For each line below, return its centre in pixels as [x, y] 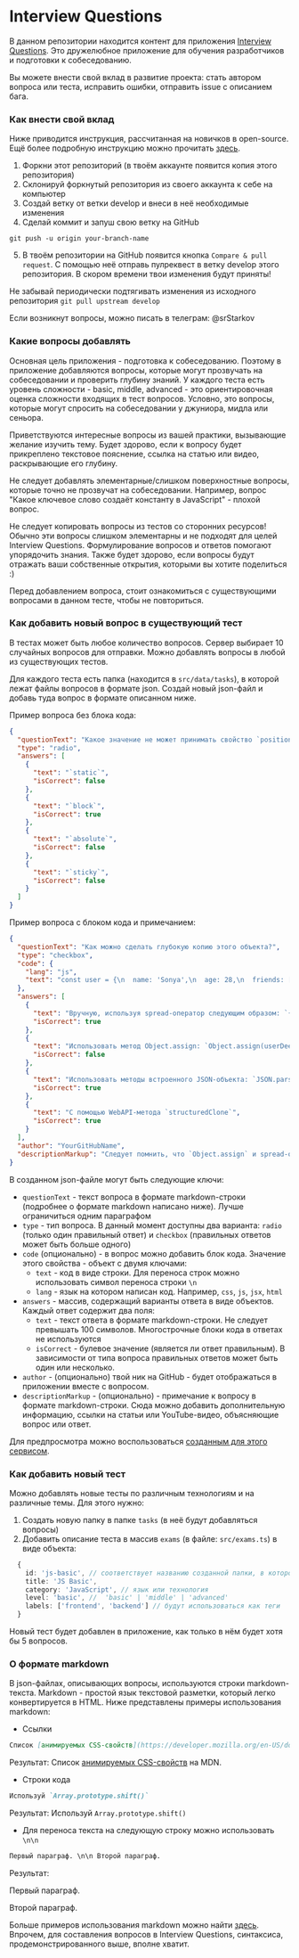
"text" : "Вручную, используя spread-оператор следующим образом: [156, 1013]
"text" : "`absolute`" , [75, 840]
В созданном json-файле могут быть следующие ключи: [117, 1179]
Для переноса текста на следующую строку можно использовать [148, 1831]
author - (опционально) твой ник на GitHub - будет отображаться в [149, 1376]
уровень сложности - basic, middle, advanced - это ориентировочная [141, 389]
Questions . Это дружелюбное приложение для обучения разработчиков [147, 50]
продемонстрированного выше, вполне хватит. [99, 1944]
